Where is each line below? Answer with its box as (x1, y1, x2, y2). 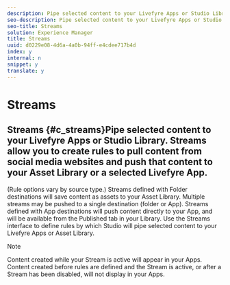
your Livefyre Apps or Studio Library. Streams (7, 135, 207, 147)
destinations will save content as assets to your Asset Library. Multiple (7, 193, 205, 201)
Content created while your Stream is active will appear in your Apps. (7, 255, 203, 264)
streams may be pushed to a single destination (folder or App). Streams (7, 199, 209, 208)
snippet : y (7, 61, 38, 68)
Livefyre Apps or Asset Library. (7, 229, 94, 237)
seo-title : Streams (7, 23, 63, 29)
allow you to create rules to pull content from (7, 145, 202, 158)
